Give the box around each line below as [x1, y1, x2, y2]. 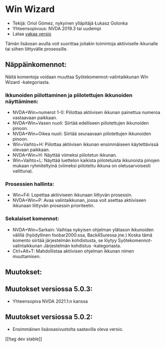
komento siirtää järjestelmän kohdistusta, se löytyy [12, 237, 117, 243]
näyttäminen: [5, 98, 38, 105]
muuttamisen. [12, 253, 41, 259]
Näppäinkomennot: [5, 60, 66, 69]
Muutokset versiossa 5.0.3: [5, 285, 93, 293]
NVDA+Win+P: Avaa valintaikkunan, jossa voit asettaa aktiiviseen [12, 197, 146, 203]
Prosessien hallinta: [5, 180, 54, 187]
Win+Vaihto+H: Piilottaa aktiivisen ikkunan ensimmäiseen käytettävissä [12, 142, 159, 148]
